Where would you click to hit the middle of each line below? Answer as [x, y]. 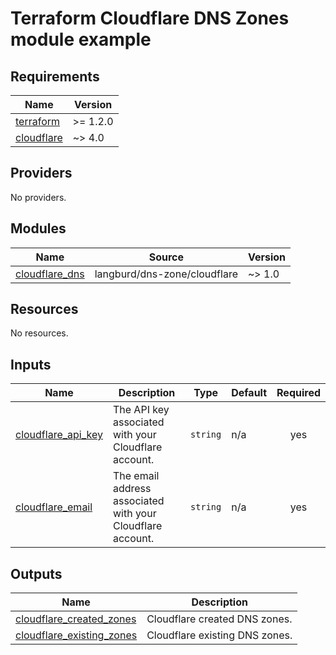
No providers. [38, 197]
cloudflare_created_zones [76, 619]
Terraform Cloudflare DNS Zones [150, 18]
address [132, 489]
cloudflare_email [54, 507]
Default [249, 393]
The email [136, 476]
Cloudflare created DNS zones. [219, 619]
